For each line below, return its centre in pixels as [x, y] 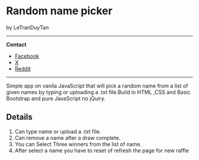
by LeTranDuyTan [28, 27]
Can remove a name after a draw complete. [68, 137]
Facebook [27, 56]
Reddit [23, 68]
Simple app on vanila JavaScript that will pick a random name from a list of [97, 86]
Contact [16, 44]
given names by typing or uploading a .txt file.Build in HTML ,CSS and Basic [98, 92]
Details [19, 117]
